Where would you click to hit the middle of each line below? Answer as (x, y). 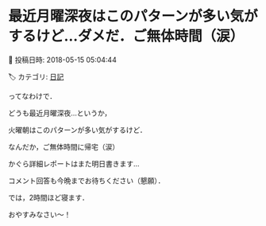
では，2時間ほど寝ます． (48, 197)
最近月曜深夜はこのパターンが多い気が (133, 16)
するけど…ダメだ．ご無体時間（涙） (126, 36)
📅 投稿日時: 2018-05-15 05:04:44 (62, 60)
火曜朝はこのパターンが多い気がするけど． (77, 130)
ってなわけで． (33, 95)
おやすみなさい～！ (40, 214)
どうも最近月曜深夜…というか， (60, 113)
